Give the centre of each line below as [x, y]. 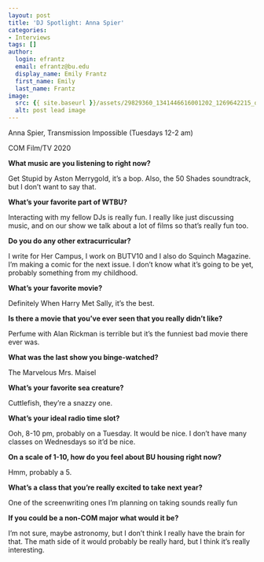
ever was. [24, 342]
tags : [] [22, 45]
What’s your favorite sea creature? [66, 388]
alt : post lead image [51, 111]
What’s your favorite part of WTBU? [68, 202]
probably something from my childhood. [73, 273]
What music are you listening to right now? [79, 163]
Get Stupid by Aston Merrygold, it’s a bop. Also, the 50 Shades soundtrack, [130, 178]
